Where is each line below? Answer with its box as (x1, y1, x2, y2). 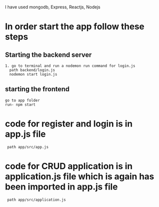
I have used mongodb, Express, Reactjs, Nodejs (5, 4, 101, 10)
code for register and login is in (5, 118, 133, 129)
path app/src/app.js (7, 144, 49, 149)
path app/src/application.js (7, 197, 66, 202)
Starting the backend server (5, 50, 92, 59)
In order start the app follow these (5, 21, 144, 32)
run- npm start (5, 102, 36, 107)
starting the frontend (5, 85, 70, 94)
